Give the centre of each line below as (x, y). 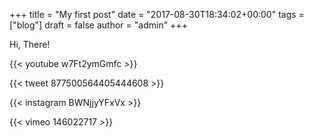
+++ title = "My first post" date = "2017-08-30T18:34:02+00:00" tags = (157, 14)
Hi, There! (30, 44)
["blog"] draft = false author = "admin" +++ (98, 25)
